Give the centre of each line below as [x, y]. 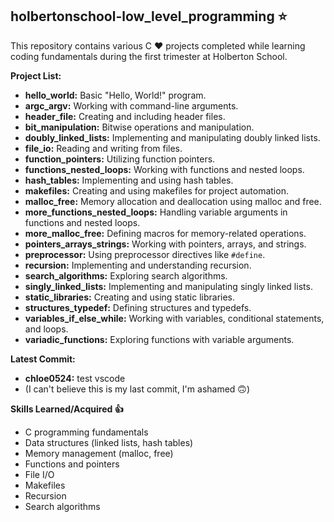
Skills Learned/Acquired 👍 [67, 409]
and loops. [46, 329]
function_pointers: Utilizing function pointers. [120, 159]
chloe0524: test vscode [75, 378]
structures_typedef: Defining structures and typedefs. [138, 307]
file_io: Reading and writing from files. [103, 148]
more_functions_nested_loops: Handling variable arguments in [156, 212]
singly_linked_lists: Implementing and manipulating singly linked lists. [168, 286]
